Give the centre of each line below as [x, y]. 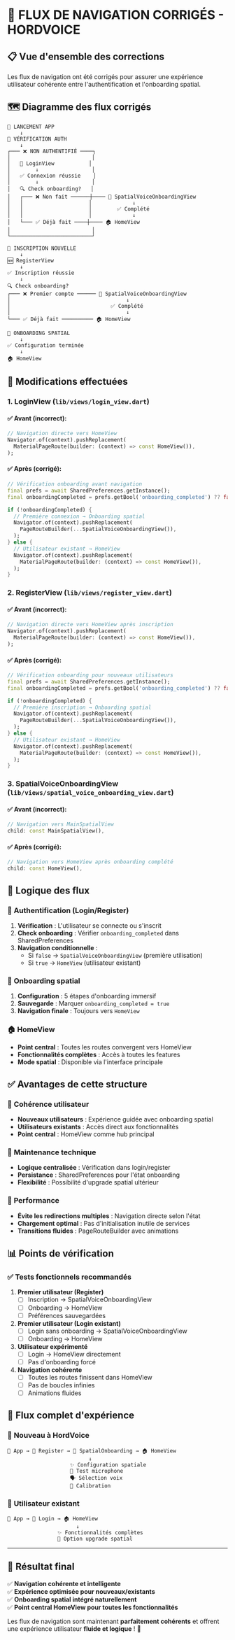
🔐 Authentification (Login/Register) [68, 910]
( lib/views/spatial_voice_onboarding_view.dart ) [91, 793]
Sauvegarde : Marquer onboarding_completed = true [93, 1003]
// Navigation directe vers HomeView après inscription [90, 625]
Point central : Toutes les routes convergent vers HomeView [105, 1047]
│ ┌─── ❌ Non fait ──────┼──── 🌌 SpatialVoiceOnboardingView [102, 197]
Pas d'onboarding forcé [62, 1362]
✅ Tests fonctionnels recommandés [69, 1277]
